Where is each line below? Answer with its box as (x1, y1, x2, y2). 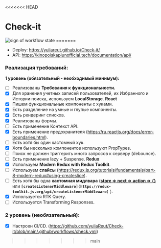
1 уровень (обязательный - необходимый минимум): (5, 75, 120, 81)
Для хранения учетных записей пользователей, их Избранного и (12, 90, 149, 96)
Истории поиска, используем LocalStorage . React (12, 96, 117, 102)
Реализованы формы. (12, 117, 58, 124)
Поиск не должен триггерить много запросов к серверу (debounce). (12, 150, 157, 156)
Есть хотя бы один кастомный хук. (12, 139, 85, 145)
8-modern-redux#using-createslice (12, 173, 84, 179)
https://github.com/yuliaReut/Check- (49, 223, 124, 229)
